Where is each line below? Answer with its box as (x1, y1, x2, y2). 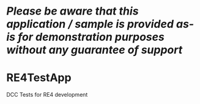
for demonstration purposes (17, 30, 165, 44)
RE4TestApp (6, 71, 72, 85)
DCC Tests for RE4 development (6, 91, 88, 99)
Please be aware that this (6, 4, 139, 18)
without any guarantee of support (6, 43, 183, 57)
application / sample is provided (6, 17, 174, 31)
